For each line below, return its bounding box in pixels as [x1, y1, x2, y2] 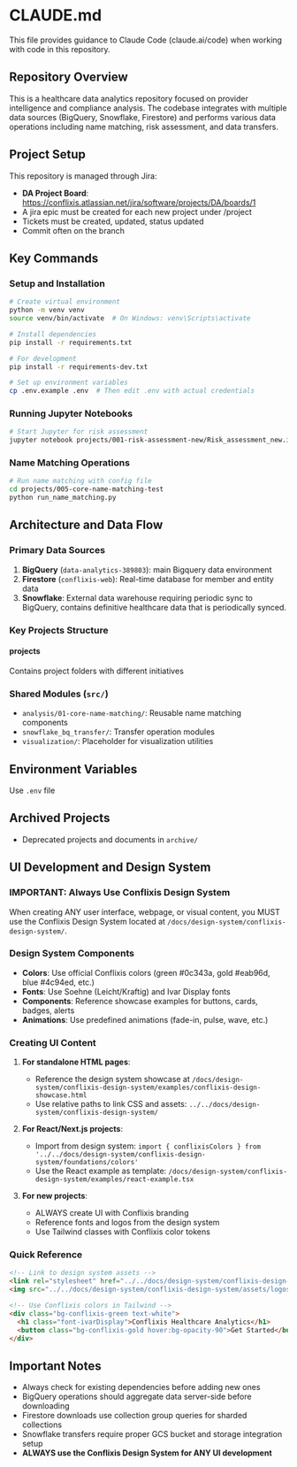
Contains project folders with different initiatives [9, 665, 184, 676]
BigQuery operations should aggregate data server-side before [21, 1391, 252, 1402]
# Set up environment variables [9, 378, 128, 388]
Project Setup [9, 147, 87, 162]
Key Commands [9, 250, 99, 265]
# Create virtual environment [9, 297, 121, 306]
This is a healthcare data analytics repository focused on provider [9, 93, 249, 104]
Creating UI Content [9, 1036, 97, 1048]
